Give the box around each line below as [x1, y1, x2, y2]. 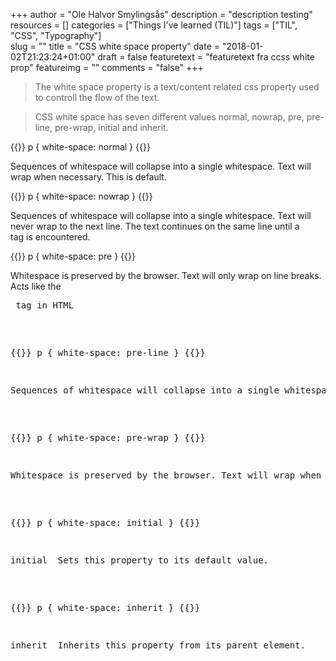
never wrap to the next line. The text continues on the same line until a [10, 220, 300, 232]
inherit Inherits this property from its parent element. [10, 640, 307, 651]
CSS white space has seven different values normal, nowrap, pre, [34, 111, 305, 123]
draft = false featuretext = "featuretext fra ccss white [97, 51, 315, 63]
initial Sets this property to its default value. [10, 555, 270, 566]
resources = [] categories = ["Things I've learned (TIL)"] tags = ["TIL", [10, 19, 298, 31]
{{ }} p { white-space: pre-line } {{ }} [10, 347, 206, 358]
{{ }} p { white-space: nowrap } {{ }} [10, 190, 153, 202]
